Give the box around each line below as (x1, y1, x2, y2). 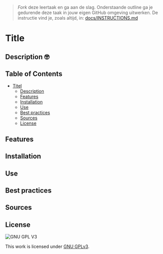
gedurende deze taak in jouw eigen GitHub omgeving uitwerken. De (17, 10, 158, 16)
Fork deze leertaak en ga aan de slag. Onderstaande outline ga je (17, 5, 153, 10)
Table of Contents (5, 69, 63, 78)
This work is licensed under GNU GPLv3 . (5, 243, 90, 249)
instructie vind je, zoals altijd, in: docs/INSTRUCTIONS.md (17, 15, 138, 21)
